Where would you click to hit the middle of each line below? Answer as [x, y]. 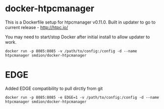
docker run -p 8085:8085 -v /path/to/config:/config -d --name [71, 51]
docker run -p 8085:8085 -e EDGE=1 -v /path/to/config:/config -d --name [82, 97]
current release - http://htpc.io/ [37, 27]
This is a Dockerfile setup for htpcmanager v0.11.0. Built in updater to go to [80, 22]
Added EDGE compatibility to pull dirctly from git [54, 88]
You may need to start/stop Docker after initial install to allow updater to [78, 37]
